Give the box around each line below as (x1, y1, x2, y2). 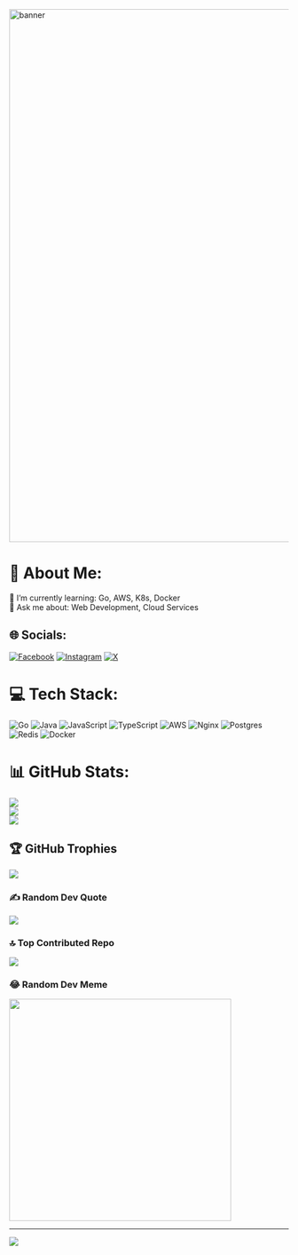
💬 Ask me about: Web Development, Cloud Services (9, 601, 200, 612)
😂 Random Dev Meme (9, 978, 108, 990)
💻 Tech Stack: (9, 684, 119, 704)
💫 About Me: (9, 563, 103, 584)
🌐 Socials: (9, 628, 67, 643)
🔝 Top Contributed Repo (9, 936, 115, 949)
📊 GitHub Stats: (9, 761, 130, 782)
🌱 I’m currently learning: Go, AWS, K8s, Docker (9, 592, 181, 603)
